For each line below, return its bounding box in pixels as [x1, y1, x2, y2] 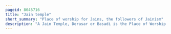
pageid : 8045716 [5, 7, 40, 12]
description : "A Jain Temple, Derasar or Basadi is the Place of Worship [5, 21, 166, 26]
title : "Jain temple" [5, 12, 52, 17]
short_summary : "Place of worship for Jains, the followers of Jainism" [5, 16, 164, 21]
